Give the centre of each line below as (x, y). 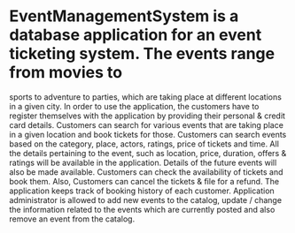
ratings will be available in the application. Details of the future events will (143, 162)
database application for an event (136, 35)
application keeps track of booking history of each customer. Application (142, 191)
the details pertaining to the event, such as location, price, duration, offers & (148, 153)
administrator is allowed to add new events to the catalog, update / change (145, 199)
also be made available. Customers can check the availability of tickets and (146, 172)
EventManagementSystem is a (124, 16)
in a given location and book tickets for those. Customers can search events (148, 134)
